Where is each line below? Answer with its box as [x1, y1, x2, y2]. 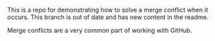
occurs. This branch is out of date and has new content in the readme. [7, 13, 209, 21]
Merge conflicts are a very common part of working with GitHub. [7, 27, 193, 34]
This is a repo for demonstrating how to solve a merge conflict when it [7, 6, 209, 14]
